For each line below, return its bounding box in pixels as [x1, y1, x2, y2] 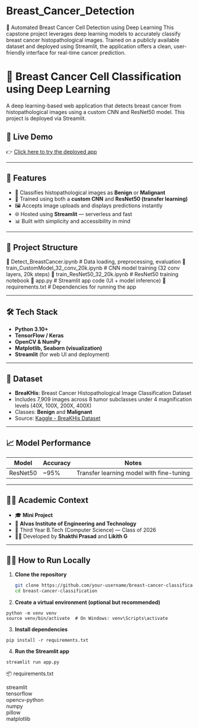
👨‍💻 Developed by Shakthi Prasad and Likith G [14, 533, 128, 540]
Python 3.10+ [14, 325, 49, 333]
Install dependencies [14, 626, 68, 633]
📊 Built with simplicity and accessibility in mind [14, 217, 131, 224]
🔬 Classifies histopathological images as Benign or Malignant [14, 189, 166, 196]
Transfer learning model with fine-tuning [76, 469, 190, 477]
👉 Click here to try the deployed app [6, 148, 97, 155]
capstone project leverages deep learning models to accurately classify [6, 30, 181, 37]
